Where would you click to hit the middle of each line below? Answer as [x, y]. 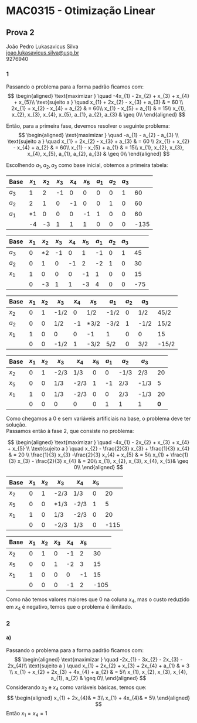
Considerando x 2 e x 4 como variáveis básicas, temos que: [76, 688]
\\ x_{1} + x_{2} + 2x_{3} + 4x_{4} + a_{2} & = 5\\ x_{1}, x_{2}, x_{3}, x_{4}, [98, 672]
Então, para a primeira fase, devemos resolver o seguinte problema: [88, 126]
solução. [16, 425]
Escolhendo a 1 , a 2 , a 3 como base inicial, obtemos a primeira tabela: [87, 166]
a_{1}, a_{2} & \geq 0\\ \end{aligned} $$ [98, 678]
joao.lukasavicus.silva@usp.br [43, 53]
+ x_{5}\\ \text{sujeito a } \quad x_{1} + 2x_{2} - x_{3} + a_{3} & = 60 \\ [98, 102]
